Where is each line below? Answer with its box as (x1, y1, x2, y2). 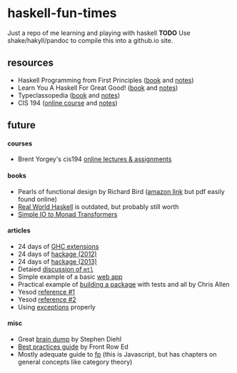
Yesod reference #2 (17, 295, 76, 304)
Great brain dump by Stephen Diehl (17, 334, 122, 343)
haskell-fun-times (7, 5, 117, 21)
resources (7, 57, 54, 69)
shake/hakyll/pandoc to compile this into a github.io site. (7, 36, 173, 44)
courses (7, 139, 33, 148)
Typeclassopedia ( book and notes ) (17, 91, 121, 99)
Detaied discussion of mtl (17, 265, 94, 273)
